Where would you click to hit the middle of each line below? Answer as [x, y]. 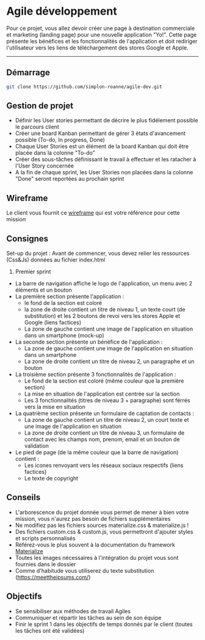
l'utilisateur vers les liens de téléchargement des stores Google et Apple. [97, 48]
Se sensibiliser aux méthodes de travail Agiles [73, 611]
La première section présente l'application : [70, 296]
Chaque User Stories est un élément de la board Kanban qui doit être [102, 146]
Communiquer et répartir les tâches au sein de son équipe [88, 617]
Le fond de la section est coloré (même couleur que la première [104, 381]
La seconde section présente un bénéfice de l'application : [89, 342]
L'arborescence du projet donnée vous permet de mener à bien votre [102, 512]
